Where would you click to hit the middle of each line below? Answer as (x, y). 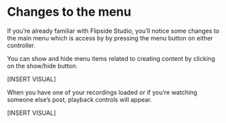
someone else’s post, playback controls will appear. (80, 99)
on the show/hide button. (42, 66)
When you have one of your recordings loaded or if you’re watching (102, 92)
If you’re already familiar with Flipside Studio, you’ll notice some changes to (113, 31)
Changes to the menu (69, 12)
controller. (22, 45)
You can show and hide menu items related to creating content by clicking (111, 58)
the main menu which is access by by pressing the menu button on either (110, 38)
